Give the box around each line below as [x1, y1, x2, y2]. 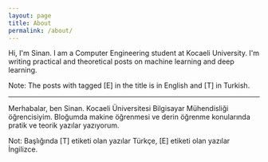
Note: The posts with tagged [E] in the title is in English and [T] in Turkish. [8, 81, 250, 90]
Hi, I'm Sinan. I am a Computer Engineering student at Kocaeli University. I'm [8, 49, 260, 58]
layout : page [8, 11, 52, 20]
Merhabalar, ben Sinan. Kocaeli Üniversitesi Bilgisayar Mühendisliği [8, 104, 229, 113]
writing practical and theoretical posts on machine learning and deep [8, 57, 235, 66]
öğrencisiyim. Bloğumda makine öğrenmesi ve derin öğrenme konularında [8, 113, 251, 122]
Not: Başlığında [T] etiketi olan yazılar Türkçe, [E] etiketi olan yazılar [8, 136, 231, 146]
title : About [8, 19, 52, 27]
